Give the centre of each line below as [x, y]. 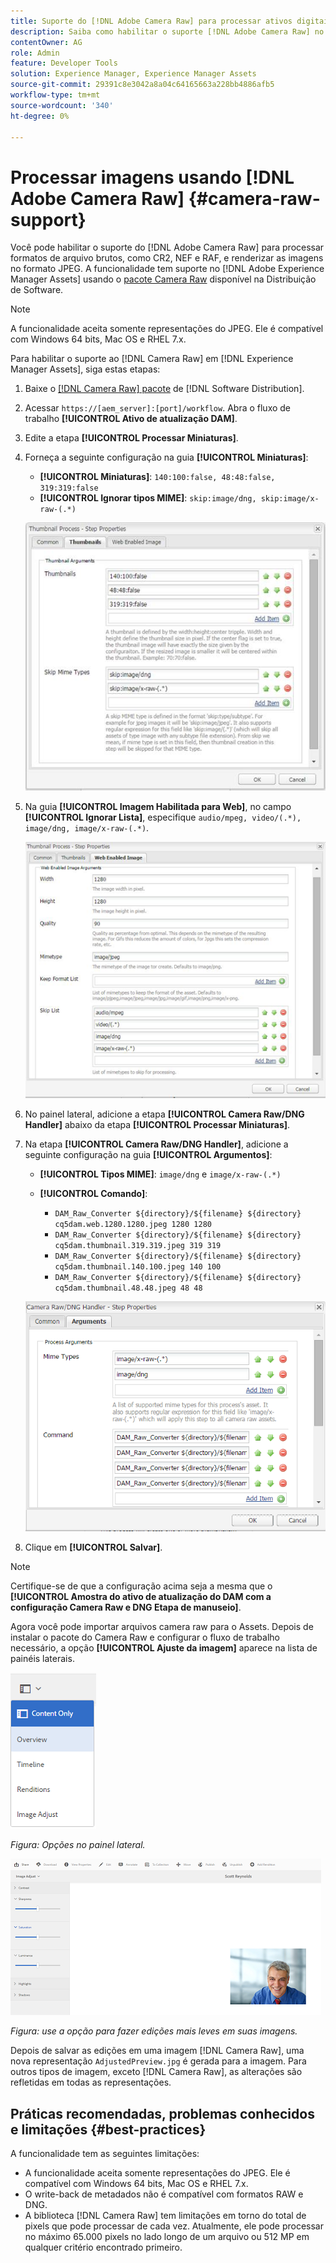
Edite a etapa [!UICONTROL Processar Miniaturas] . [131, 438]
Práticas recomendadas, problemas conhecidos [162, 2113]
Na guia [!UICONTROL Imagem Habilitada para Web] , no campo [158, 806]
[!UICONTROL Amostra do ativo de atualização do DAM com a [141, 1597]
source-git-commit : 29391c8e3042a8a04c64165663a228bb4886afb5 [142, 85]
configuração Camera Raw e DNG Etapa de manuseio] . [126, 1607]
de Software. [37, 290]
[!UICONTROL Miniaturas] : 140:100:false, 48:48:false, [157, 477]
